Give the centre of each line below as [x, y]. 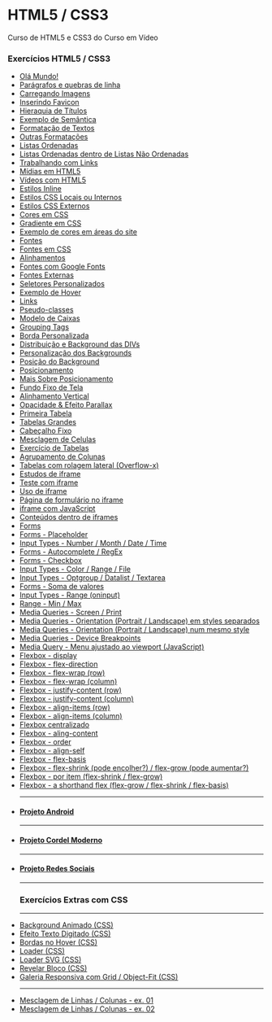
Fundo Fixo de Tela [51, 387]
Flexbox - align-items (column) [71, 716]
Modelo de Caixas [50, 318]
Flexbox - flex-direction [58, 664]
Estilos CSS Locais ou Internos [71, 198]
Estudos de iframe [50, 474]
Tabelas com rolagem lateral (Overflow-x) [89, 465]
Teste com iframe [49, 483]
